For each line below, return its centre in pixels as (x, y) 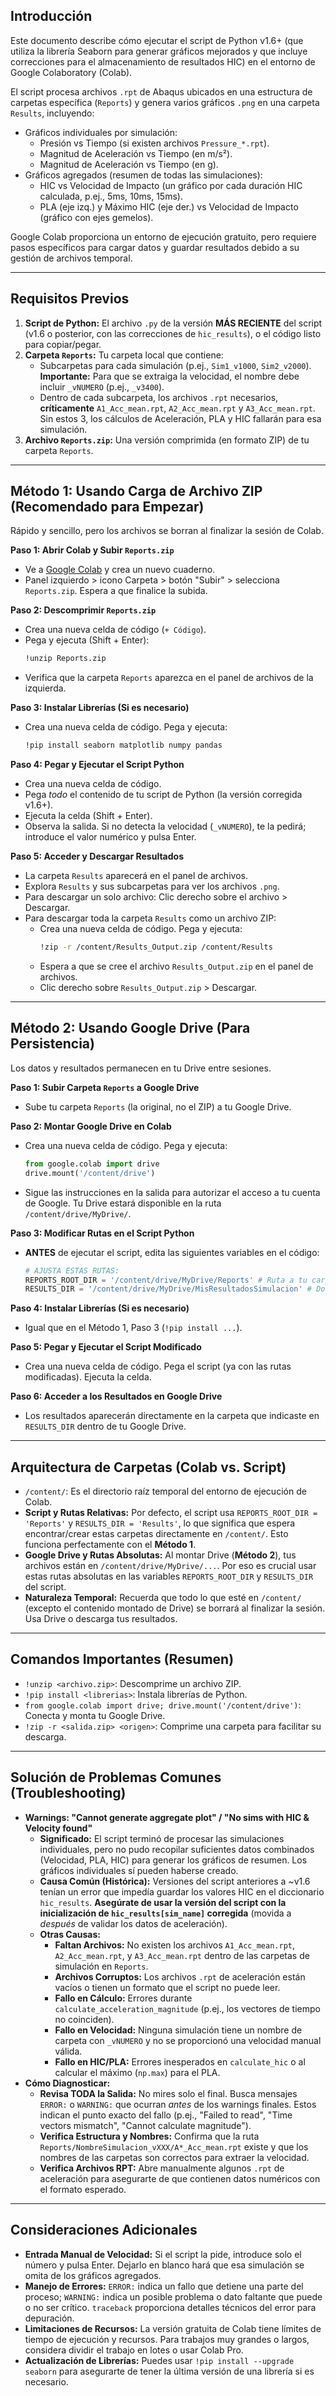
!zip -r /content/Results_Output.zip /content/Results (156, 947)
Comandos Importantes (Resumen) (122, 1659)
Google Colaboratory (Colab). (71, 72)
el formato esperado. (83, 2189)
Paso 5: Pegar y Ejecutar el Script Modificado (106, 1347)
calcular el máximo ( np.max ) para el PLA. (137, 2072)
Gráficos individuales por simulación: (101, 132)
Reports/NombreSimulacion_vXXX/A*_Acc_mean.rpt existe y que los (174, 2146)
